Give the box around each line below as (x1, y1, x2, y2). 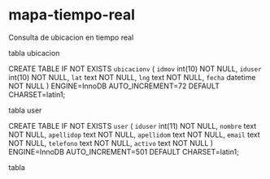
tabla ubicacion (8, 48, 60, 58)
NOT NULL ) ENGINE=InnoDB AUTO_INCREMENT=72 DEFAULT (8, 81, 220, 91)
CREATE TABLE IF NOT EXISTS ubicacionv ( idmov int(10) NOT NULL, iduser (8, 63, 262, 74)
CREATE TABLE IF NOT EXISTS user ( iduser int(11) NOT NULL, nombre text (8, 121, 257, 130)
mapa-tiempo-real (8, 6, 136, 24)
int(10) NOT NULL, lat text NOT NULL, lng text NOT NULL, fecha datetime (8, 72, 256, 82)
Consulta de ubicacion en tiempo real (8, 32, 134, 42)
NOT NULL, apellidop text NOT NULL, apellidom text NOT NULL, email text (8, 130, 260, 139)
